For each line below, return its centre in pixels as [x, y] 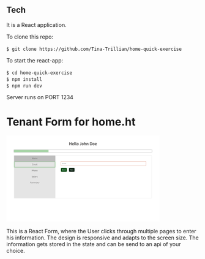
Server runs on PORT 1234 [40, 97]
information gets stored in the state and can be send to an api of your [94, 244]
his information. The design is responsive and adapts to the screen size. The [102, 238]
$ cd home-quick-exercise [39, 73]
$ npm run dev [24, 86]
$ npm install [24, 79]
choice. [16, 251]
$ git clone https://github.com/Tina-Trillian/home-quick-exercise [94, 49]
